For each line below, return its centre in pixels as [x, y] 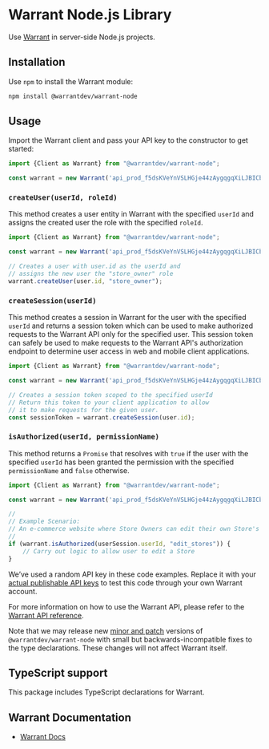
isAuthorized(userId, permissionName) [84, 437]
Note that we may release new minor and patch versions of [106, 630]
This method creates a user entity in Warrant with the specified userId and [131, 214]
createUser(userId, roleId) [63, 198]
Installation [37, 62]
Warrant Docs [43, 737]
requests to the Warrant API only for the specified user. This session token [131, 334]
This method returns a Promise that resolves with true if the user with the [128, 453]
